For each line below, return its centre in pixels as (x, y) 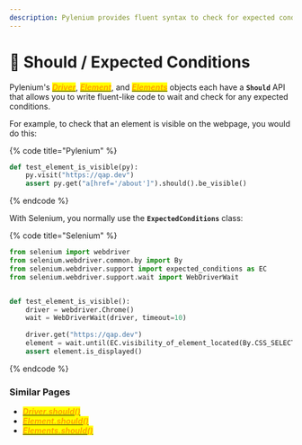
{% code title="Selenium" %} (63, 236)
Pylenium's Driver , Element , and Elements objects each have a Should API (147, 87)
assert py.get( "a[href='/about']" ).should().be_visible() (136, 184)
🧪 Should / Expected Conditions (130, 62)
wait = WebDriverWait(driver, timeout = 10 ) (106, 318)
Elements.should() (58, 431)
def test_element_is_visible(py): (74, 167)
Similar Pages (40, 392)
